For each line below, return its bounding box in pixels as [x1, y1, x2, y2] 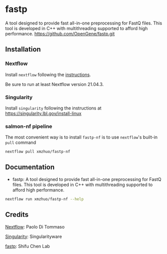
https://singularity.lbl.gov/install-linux [5, 110, 81, 116]
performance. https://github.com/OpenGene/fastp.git [5, 30, 115, 36]
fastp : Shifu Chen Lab [5, 243, 50, 249]
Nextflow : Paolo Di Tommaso [5, 223, 65, 229]
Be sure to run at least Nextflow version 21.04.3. [5, 81, 104, 87]
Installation [5, 45, 41, 53]
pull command [5, 139, 36, 145]
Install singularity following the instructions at [5, 105, 101, 111]
